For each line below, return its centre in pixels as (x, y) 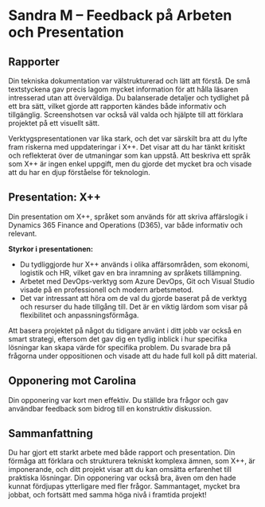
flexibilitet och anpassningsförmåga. (79, 315)
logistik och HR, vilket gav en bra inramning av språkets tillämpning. (131, 272)
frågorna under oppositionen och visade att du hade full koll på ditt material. (133, 356)
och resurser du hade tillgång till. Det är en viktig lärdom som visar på (134, 306)
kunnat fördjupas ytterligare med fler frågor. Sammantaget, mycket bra (124, 486)
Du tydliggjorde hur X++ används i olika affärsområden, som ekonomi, (134, 264)
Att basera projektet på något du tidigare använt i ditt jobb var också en (125, 330)
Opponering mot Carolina (72, 381)
